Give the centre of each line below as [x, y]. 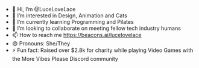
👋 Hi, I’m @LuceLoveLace [44, 9]
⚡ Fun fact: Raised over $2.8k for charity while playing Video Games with [103, 50]
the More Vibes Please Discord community [65, 59]
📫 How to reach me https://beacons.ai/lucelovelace [77, 35]
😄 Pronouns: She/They [41, 44]
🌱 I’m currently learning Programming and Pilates [73, 22]
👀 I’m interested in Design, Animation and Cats [70, 16]
